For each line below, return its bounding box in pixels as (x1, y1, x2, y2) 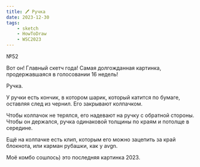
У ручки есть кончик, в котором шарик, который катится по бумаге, (6, 94, 181, 101)
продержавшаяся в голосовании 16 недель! (6, 71, 119, 78)
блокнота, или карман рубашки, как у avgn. (6, 143, 118, 149)
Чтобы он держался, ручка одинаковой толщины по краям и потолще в (6, 118, 190, 125)
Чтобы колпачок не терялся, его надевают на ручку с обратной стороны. (6, 112, 195, 119)
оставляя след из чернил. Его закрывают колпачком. (6, 100, 143, 107)
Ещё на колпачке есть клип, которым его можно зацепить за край (6, 136, 176, 143)
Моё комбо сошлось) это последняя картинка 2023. (6, 154, 141, 161)
